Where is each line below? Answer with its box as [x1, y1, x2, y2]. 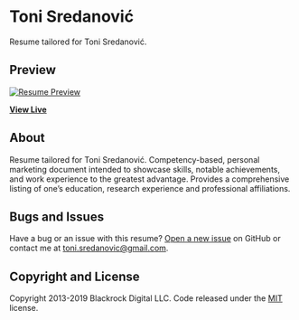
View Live [9, 104, 47, 115]
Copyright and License [9, 268, 140, 284]
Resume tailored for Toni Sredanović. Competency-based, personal [9, 154, 260, 165]
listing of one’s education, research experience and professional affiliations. [9, 183, 291, 193]
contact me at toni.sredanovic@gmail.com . [9, 242, 169, 254]
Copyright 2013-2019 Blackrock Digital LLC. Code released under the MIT [9, 293, 283, 304]
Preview [9, 62, 57, 78]
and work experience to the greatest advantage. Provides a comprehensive [9, 174, 290, 184]
